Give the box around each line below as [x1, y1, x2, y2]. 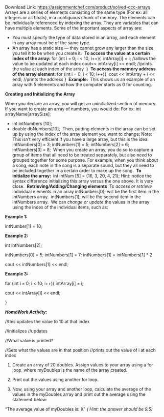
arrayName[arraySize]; [5, 111, 51, 117]
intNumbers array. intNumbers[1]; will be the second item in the [12, 194, 141, 200]
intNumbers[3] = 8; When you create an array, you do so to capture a [12, 147, 153, 152]
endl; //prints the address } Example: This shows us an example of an [12, 76, 155, 82]
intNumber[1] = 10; [5, 223, 43, 229]
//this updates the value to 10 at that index [5, 319, 90, 324]
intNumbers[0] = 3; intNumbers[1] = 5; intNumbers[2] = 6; [12, 142, 130, 147]
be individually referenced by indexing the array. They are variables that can [5, 20, 159, 26]
